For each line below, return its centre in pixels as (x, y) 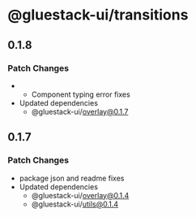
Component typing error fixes (81, 94)
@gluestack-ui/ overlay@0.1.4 (80, 195)
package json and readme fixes (72, 178)
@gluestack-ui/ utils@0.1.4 (75, 204)
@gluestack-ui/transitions (98, 15)
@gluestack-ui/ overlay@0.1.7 (80, 111)
